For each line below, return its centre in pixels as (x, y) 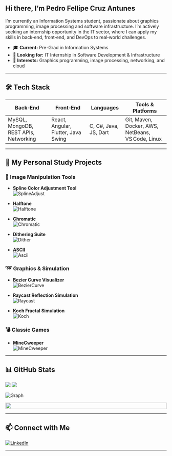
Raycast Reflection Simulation (45, 295)
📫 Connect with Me (38, 428)
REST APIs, (21, 132)
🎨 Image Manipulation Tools (40, 177)
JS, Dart (99, 132)
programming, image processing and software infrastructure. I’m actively (82, 26)
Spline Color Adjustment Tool (45, 188)
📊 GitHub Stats (30, 370)
